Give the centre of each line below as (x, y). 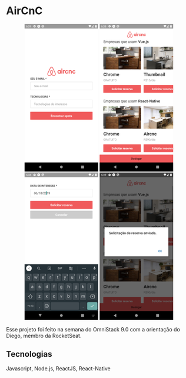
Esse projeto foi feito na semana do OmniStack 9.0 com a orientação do (93, 329)
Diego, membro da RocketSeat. (44, 336)
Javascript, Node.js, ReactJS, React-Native (58, 368)
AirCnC (24, 11)
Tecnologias (29, 354)
